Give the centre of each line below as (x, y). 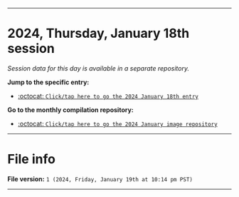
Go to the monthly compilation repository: (70, 110)
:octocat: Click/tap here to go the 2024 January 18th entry (108, 96)
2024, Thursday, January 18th (99, 34)
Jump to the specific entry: (48, 82)
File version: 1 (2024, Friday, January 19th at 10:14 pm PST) (100, 178)
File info (31, 160)
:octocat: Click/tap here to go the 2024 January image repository (118, 123)
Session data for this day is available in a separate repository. (99, 68)
